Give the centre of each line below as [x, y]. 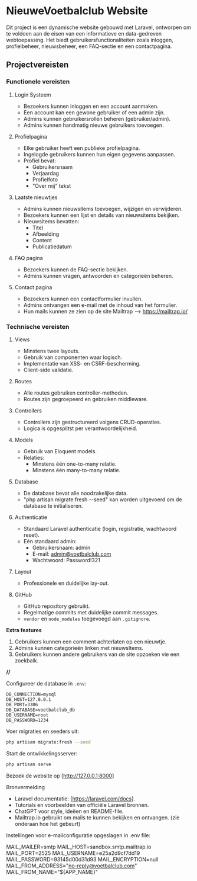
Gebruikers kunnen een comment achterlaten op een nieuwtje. [91, 642]
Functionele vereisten [38, 82]
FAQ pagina [29, 258]
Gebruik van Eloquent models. [60, 451]
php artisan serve [29, 764]
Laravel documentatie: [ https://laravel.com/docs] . [75, 799]
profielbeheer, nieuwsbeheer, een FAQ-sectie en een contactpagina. [89, 46]
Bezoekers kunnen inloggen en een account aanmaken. [91, 106]
